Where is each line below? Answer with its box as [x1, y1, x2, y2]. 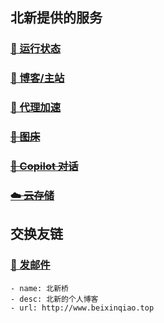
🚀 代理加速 [10, 101, 62, 115]
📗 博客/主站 [10, 71, 65, 85]
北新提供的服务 [10, 9, 103, 27]
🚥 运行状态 [10, 42, 62, 56]
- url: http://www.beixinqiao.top [10, 303, 155, 313]
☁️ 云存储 [10, 188, 55, 202]
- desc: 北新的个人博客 [10, 294, 99, 304]
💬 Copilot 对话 [10, 159, 79, 173]
